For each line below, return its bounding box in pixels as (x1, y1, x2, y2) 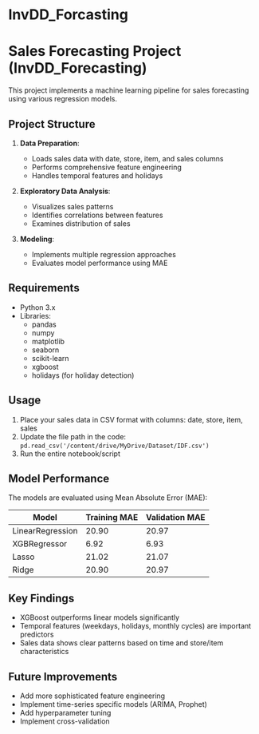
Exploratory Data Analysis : (19, 186, 111, 196)
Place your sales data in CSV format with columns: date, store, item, (19, 415, 243, 424)
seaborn (31, 345, 60, 355)
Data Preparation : (19, 138, 80, 148)
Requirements (8, 281, 80, 295)
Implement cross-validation (19, 716, 110, 726)
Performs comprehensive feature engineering (31, 162, 182, 172)
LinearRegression (12, 526, 78, 537)
